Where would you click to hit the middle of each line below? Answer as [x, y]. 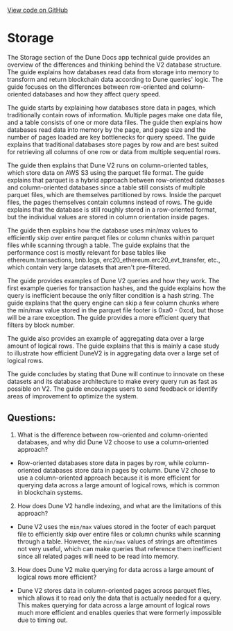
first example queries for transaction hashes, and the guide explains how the [116, 288]
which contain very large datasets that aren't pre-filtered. [89, 267]
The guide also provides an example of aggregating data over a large [106, 338]
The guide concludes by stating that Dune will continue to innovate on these [116, 373]
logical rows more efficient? [57, 577]
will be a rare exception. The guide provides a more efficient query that [109, 317]
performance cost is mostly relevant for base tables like [87, 252]
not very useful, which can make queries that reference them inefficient [119, 548]
